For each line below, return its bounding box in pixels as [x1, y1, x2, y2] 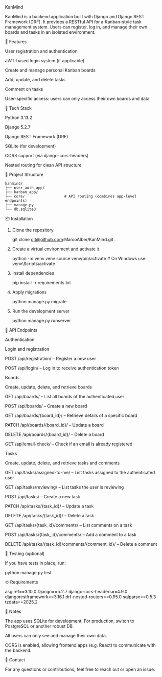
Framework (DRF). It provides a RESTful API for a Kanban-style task [5, 19, 142, 24]
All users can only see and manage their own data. [5, 633, 107, 638]
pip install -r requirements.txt [12, 280, 71, 286]
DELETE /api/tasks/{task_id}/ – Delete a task [5, 513, 94, 518]
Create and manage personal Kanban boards [5, 67, 96, 73]
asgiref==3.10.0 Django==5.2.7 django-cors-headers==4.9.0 [5, 589, 128, 594]
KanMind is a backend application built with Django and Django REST [5, 14, 145, 19]
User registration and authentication [5, 48, 78, 54]
